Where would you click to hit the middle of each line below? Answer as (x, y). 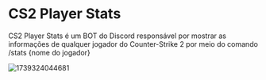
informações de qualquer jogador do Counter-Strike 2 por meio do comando (133, 44)
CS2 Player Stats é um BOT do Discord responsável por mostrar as (117, 36)
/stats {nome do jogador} (50, 52)
